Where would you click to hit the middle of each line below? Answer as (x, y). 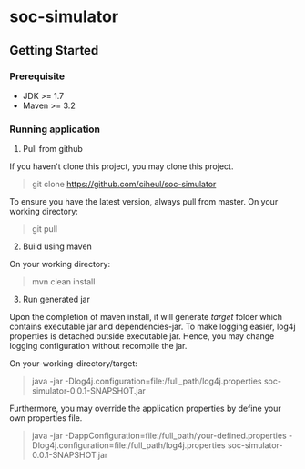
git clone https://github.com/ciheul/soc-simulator (124, 185)
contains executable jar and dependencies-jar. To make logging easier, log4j (152, 327)
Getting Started (54, 50)
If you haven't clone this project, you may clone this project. (122, 166)
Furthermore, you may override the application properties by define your (145, 409)
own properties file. (46, 418)
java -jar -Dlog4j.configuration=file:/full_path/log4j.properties (147, 381)
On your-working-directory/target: (74, 364)
